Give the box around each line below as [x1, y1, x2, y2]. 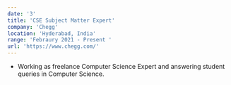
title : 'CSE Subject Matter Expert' [7, 17, 115, 24]
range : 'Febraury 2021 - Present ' [7, 37, 112, 44]
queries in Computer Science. [17, 70, 105, 78]
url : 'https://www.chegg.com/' [7, 43, 100, 50]
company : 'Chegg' [7, 23, 59, 30]
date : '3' [7, 10, 37, 18]
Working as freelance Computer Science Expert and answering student [17, 63, 225, 70]
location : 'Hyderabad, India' [7, 30, 97, 37]
